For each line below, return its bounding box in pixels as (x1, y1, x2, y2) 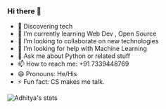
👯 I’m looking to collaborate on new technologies (17, 37, 159, 45)
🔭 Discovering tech (17, 22, 73, 31)
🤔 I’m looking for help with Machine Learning (17, 45, 148, 53)
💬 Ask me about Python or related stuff (17, 52, 131, 60)
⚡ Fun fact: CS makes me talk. (17, 78, 105, 86)
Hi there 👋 (7, 6, 42, 16)
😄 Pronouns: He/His (17, 70, 77, 78)
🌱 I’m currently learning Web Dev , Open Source (17, 29, 157, 38)
